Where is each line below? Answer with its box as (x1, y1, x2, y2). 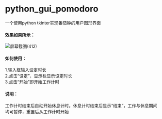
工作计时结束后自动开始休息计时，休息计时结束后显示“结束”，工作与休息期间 (5, 103, 158, 108)
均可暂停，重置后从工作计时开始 (5, 108, 69, 114)
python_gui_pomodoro (5, 3, 98, 14)
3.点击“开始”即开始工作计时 (5, 79, 60, 85)
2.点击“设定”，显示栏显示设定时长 (5, 73, 72, 79)
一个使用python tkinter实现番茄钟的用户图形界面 (5, 20, 101, 26)
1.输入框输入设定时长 (5, 67, 47, 73)
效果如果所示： (5, 32, 35, 38)
